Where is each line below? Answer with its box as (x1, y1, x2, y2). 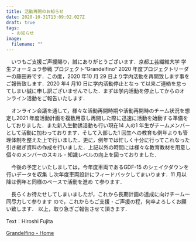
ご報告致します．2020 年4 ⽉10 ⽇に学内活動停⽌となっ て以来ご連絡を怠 (6, 80, 182, 87)
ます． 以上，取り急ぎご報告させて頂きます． (21, 205, 130, 212)
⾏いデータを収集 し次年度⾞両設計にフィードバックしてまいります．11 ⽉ (6, 171, 182, 178)
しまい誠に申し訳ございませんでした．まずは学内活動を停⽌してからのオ (11, 87, 185, 94)
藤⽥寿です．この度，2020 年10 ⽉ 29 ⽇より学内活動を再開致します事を (16, 73, 190, 80)
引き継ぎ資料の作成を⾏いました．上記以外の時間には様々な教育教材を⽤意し (6, 144, 191, 151)
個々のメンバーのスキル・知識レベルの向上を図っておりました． (6, 151, 160, 158)
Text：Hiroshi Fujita (6, 217, 53, 224)
